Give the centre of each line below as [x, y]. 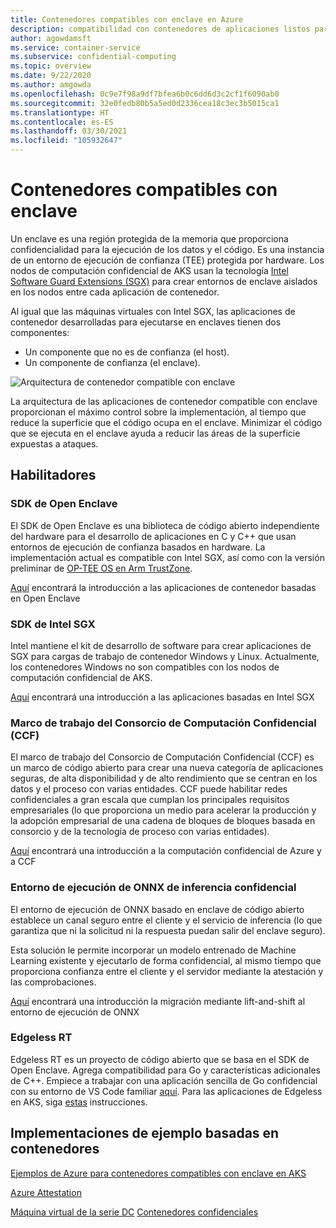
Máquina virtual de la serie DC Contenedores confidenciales [134, 1212]
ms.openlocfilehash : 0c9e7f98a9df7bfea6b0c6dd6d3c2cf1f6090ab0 [145, 94]
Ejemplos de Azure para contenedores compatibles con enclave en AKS [158, 1173]
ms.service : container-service [75, 47]
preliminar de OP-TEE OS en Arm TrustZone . [101, 568]
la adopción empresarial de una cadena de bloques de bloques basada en [163, 821]
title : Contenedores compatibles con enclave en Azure [127, 19]
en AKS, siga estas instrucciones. [79, 1102]
